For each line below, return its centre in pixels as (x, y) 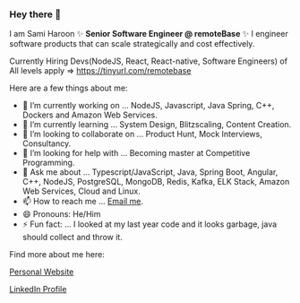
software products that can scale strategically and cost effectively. (132, 44)
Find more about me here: (57, 255)
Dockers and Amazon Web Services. (90, 115)
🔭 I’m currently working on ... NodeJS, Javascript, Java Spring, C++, (148, 106)
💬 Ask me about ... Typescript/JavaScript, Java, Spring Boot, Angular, (150, 172)
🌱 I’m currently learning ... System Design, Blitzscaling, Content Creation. (157, 125)
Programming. (48, 163)
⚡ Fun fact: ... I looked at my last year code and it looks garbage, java (150, 224)
